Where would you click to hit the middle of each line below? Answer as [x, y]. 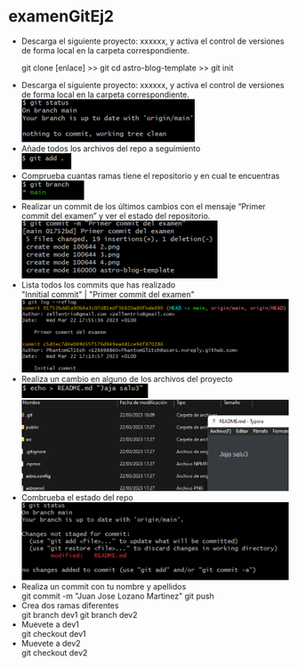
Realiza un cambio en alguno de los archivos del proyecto [127, 378]
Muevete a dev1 [50, 624]
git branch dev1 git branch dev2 [79, 615]
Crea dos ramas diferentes [70, 606]
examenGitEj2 [61, 16]
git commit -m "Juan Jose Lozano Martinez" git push [117, 596]
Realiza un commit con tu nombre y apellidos [104, 587]
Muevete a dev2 [51, 644]
